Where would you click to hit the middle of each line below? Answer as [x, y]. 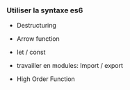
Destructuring [36, 26]
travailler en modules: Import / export [70, 66]
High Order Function [46, 79]
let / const [31, 52]
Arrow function [38, 39]
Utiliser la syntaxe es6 [45, 10]
